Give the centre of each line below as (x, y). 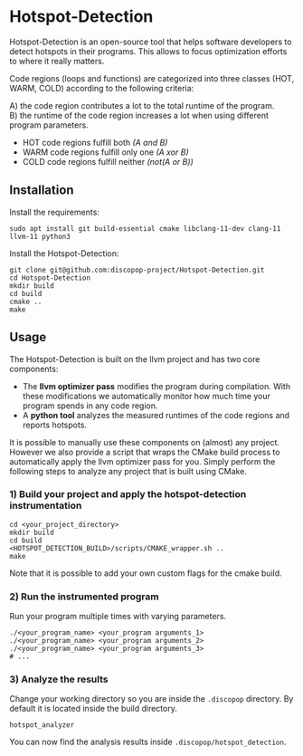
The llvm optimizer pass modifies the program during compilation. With (156, 386)
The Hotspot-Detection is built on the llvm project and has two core (135, 359)
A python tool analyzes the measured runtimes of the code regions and (156, 415)
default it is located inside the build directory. (94, 709)
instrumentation (46, 506)
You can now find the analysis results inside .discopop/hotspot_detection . (148, 742)
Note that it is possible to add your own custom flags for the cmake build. (146, 573)
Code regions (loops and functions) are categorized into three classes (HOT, (152, 78)
